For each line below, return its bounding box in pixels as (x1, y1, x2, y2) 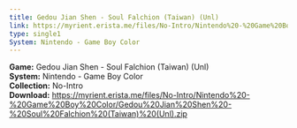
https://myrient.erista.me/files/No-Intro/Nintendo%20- (51, 90, 250, 101)
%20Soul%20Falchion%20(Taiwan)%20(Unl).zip (9, 109, 188, 119)
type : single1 (9, 29, 62, 38)
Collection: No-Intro (9, 80, 84, 91)
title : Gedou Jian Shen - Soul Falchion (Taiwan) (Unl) (9, 12, 219, 22)
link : (9, 21, 29, 30)
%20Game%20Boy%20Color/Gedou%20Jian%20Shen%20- (9, 99, 232, 110)
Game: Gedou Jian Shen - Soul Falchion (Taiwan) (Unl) (9, 62, 209, 72)
